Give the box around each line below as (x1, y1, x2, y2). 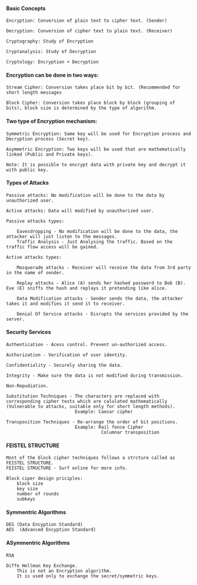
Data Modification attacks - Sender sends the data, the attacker (17, 295, 183, 301)
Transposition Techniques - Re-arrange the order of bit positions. (6, 419, 178, 425)
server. (6, 316, 25, 322)
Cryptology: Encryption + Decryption (6, 59, 99, 65)
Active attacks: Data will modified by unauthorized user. (6, 208, 155, 213)
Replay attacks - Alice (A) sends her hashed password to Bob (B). (17, 280, 186, 286)
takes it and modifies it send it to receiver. (6, 301, 126, 307)
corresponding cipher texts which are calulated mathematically (6, 399, 168, 405)
